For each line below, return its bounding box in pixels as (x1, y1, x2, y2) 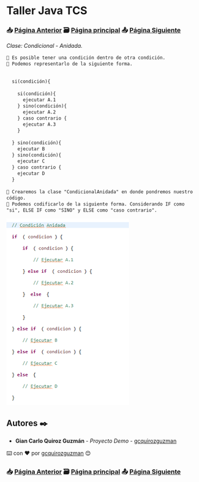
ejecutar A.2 (22, 109, 56, 115)
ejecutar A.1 (22, 97, 56, 103)
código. (6, 195, 26, 201)
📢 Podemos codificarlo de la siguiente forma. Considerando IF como (6, 201, 185, 207)
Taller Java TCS (6, 4, 88, 18)
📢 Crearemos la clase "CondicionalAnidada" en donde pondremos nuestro (6, 189, 193, 195)
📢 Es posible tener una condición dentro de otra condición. (6, 55, 166, 61)
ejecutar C (17, 158, 45, 164)
